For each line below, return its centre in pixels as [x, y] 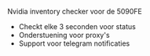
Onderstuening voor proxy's [64, 35]
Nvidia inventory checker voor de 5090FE [75, 11]
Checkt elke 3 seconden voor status [77, 26]
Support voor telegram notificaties [74, 43]
